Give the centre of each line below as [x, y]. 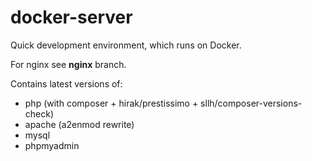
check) [39, 113]
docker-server [71, 17]
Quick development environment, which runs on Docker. [126, 45]
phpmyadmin [52, 145]
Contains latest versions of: [66, 83]
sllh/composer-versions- [251, 103]
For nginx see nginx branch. [68, 64]
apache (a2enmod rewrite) [79, 124]
